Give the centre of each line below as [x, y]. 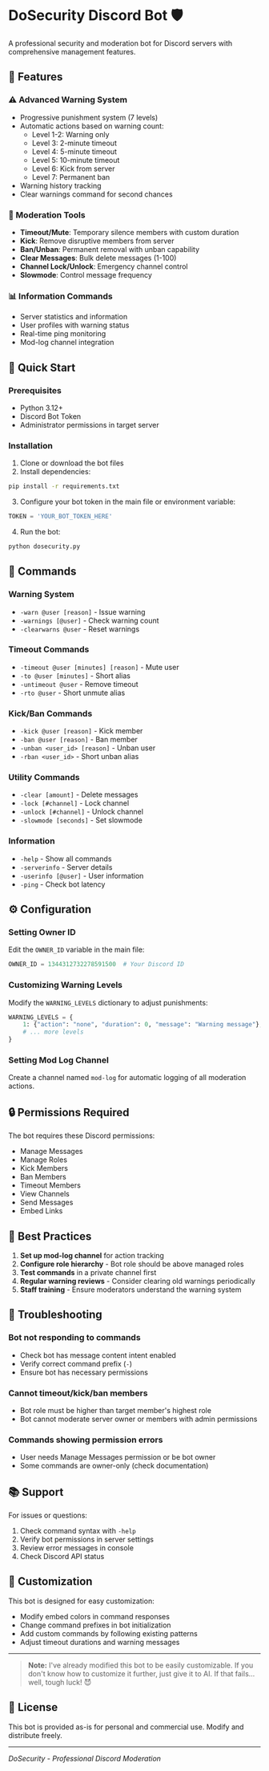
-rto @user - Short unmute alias [72, 693]
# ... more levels [53, 1032]
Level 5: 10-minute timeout [76, 160]
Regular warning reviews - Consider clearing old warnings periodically [137, 1281]
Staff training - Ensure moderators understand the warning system [130, 1290]
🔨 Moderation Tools [47, 215]
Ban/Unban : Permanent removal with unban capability [110, 249]
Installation [31, 445]
